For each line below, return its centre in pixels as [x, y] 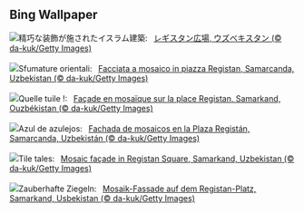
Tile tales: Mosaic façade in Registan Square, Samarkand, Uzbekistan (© [157, 159]
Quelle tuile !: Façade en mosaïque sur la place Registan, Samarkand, [150, 98]
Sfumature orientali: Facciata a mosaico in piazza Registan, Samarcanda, [157, 68]
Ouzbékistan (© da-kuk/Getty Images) [82, 108]
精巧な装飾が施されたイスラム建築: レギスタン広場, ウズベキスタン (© [150, 38]
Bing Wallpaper [54, 15]
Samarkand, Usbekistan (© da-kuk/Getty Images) [102, 198]
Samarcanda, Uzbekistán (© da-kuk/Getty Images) [105, 138]
